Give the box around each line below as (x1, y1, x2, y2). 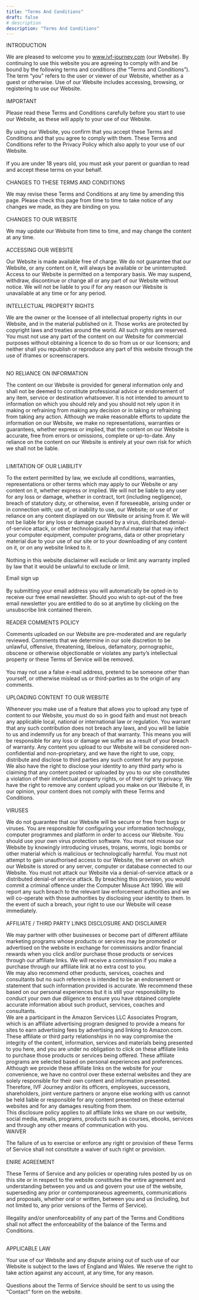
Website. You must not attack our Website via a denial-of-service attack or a (6, 869, 193, 876)
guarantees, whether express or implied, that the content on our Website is (6, 426, 189, 433)
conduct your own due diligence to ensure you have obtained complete (6, 995, 181, 1002)
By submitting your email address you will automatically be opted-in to (6, 587, 178, 594)
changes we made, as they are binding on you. (6, 203, 121, 211)
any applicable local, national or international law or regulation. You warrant (6, 718, 191, 725)
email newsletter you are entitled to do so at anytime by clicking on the (6, 600, 179, 607)
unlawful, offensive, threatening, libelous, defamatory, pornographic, (6, 643, 174, 650)
